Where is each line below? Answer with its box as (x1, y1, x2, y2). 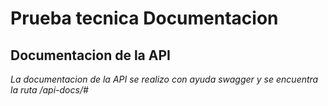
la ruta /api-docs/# (10, 84, 89, 96)
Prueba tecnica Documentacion (10, 7, 279, 30)
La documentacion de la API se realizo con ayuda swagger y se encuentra (10, 73, 319, 85)
